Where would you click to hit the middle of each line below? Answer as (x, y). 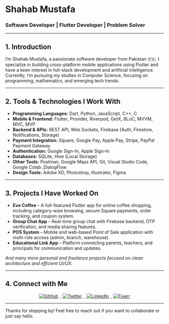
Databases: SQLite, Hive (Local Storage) (55, 156)
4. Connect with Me (36, 284)
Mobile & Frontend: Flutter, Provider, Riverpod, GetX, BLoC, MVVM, (82, 119)
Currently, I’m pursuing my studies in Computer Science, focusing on (77, 75)
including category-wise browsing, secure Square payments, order (82, 210)
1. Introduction (28, 47)
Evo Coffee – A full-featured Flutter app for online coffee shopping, (82, 205)
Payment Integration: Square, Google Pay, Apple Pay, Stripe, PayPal (83, 140)
